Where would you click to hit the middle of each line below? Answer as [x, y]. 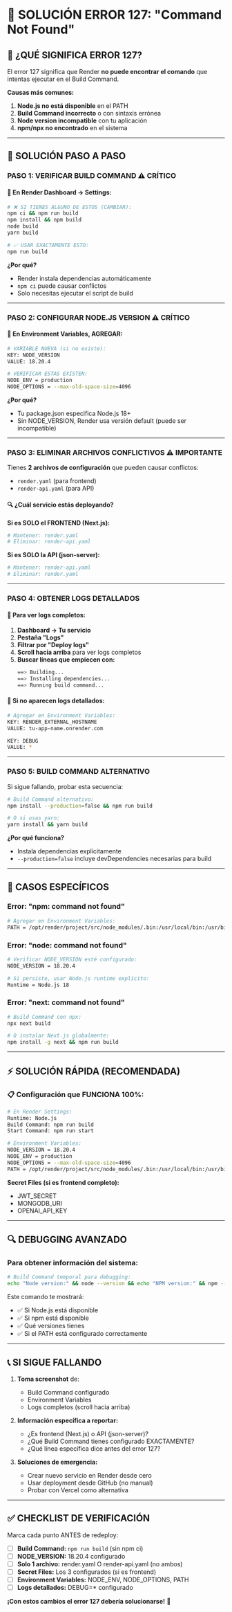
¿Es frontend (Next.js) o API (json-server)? [88, 1433]
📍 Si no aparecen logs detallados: [56, 701]
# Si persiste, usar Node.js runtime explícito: [78, 978]
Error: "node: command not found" [67, 945]
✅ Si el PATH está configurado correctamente [82, 1334]
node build [23, 226]
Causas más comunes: [41, 92]
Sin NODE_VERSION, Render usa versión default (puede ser [102, 421]
